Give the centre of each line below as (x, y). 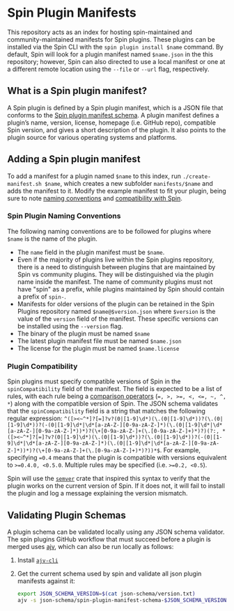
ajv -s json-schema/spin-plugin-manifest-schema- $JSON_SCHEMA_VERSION (122, 600)
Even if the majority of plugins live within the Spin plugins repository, (116, 260)
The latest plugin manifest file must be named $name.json (99, 341)
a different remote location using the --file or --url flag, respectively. (108, 69)
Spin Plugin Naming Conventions (64, 216)
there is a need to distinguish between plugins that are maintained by (116, 267)
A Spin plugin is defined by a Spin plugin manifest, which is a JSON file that (115, 108)
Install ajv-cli (38, 560)
